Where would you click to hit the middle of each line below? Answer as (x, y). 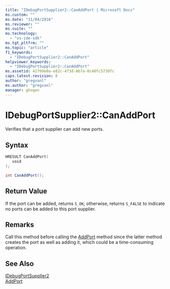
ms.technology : (21, 33)
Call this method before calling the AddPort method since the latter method (84, 237)
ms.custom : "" (20, 15)
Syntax (17, 145)
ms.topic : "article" (27, 48)
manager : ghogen (22, 90)
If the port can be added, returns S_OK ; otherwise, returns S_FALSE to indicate (85, 203)
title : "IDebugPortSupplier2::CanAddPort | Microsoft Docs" (70, 10)
